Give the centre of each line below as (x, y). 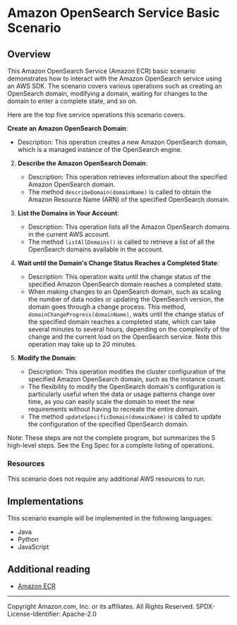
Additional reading (49, 569)
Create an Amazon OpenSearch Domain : (68, 128)
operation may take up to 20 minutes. (83, 344)
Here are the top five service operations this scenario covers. (96, 115)
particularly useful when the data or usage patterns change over (122, 394)
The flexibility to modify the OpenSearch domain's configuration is (124, 387)
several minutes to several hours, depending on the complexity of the (129, 329)
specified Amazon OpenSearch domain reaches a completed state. (126, 284)
